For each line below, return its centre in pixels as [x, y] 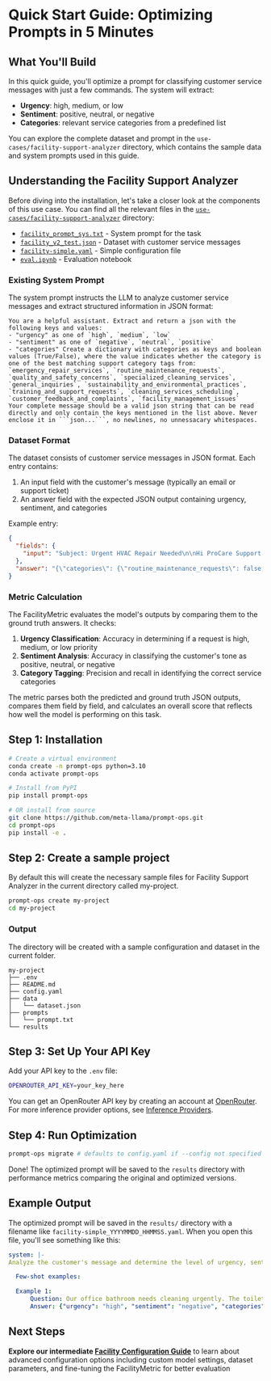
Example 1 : [34, 1291]
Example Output [50, 1204]
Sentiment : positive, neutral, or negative [87, 114]
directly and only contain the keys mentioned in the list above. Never [133, 413]
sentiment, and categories [63, 508]
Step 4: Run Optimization [73, 1135]
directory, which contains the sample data [192, 147]
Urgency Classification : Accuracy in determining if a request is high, [135, 638]
